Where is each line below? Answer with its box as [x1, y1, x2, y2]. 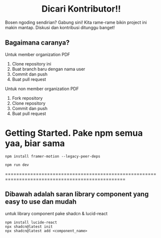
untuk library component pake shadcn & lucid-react [5, 210, 108, 216]
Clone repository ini [12, 61, 52, 66]
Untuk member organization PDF [5, 51, 70, 57]
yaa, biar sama [5, 138, 65, 149]
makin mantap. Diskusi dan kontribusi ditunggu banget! [5, 24, 115, 30]
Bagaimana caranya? [5, 39, 70, 47]
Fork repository [12, 95, 43, 101]
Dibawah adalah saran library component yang [5, 190, 149, 198]
